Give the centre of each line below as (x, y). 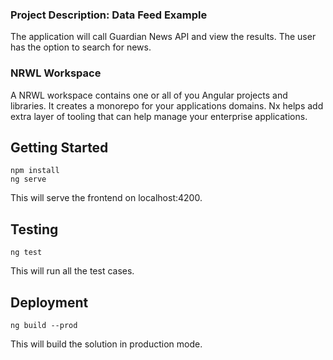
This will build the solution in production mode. (106, 344)
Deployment (49, 302)
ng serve (28, 179)
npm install (35, 171)
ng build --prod (44, 326)
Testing (34, 229)
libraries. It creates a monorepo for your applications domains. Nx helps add (167, 105)
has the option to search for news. (81, 47)
